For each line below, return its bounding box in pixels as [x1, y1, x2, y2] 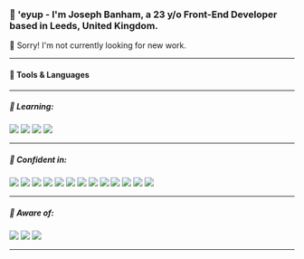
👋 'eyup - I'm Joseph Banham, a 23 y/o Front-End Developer [9, 8, 278, 21]
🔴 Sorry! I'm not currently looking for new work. [9, 40, 187, 51]
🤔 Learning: [9, 101, 54, 112]
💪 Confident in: [9, 154, 68, 166]
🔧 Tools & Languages [9, 69, 90, 80]
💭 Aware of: [9, 207, 54, 218]
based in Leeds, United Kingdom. [9, 19, 158, 32]
